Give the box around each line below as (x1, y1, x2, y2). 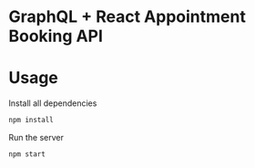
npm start (8, 150, 46, 159)
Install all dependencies (8, 98, 97, 109)
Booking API (8, 26, 104, 47)
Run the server (8, 132, 65, 142)
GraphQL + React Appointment (8, 6, 247, 27)
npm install (8, 116, 54, 125)
